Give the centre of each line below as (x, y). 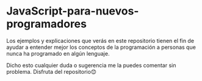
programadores (47, 24)
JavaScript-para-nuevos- (73, 11)
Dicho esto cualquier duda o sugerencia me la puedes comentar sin (91, 65)
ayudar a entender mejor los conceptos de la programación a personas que (101, 47)
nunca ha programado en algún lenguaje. (58, 53)
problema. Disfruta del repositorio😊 (51, 71)
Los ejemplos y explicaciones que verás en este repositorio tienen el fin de (100, 40)
